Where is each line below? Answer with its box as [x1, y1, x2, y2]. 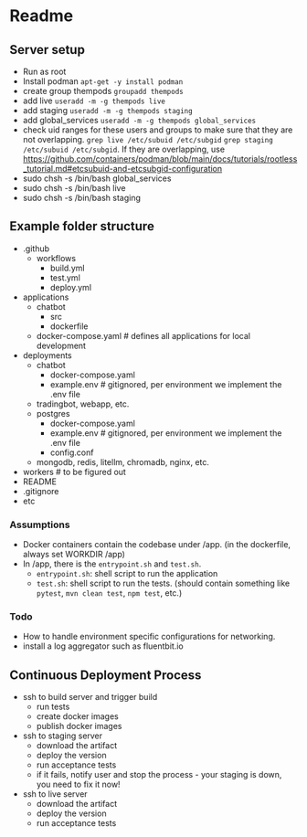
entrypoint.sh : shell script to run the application [36, 568, 218, 579]
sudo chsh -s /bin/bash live [22, 183, 126, 193]
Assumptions [9, 518, 70, 531]
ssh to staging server [22, 730, 103, 741]
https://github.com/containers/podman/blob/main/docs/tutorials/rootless [22, 154, 298, 164]
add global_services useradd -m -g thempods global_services [22, 115, 257, 125]
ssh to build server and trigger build [22, 692, 158, 703]
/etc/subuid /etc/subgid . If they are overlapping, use [22, 143, 226, 154]
